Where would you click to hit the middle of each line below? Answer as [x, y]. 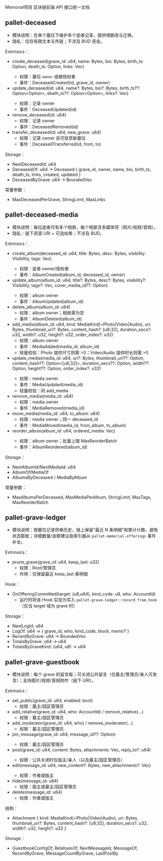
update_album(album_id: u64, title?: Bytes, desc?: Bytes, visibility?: [79, 280]
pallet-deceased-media [42, 215]
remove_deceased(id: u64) [39, 115]
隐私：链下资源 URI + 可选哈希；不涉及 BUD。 [58, 233]
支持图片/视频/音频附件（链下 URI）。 [59, 680]
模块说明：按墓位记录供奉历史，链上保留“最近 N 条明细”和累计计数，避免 [85, 530]
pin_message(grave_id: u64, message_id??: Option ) [64, 734]
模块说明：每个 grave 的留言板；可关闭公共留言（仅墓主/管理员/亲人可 [82, 674]
